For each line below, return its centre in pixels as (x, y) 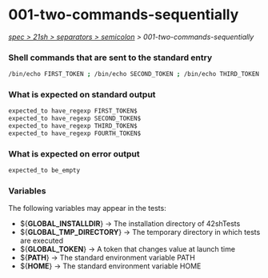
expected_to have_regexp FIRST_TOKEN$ (73, 111)
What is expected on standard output (82, 95)
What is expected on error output (74, 153)
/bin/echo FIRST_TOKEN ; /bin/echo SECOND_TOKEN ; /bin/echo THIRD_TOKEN (134, 74)
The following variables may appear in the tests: (87, 208)
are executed (42, 240)
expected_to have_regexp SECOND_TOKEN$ (75, 119)
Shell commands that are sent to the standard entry (110, 58)
